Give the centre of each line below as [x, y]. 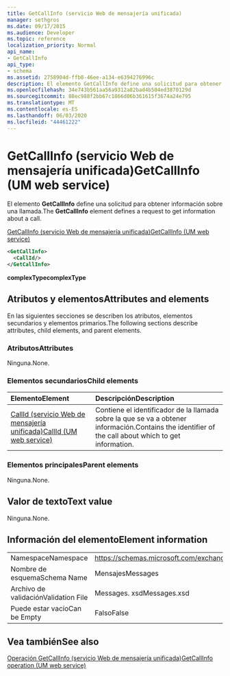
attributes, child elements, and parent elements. [74, 330]
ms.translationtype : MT [41, 103]
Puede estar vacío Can [46, 609]
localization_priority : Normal [52, 45]
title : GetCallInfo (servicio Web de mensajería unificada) [95, 13]
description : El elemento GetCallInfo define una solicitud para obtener [115, 84]
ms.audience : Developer [41, 33]
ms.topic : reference [37, 39]
